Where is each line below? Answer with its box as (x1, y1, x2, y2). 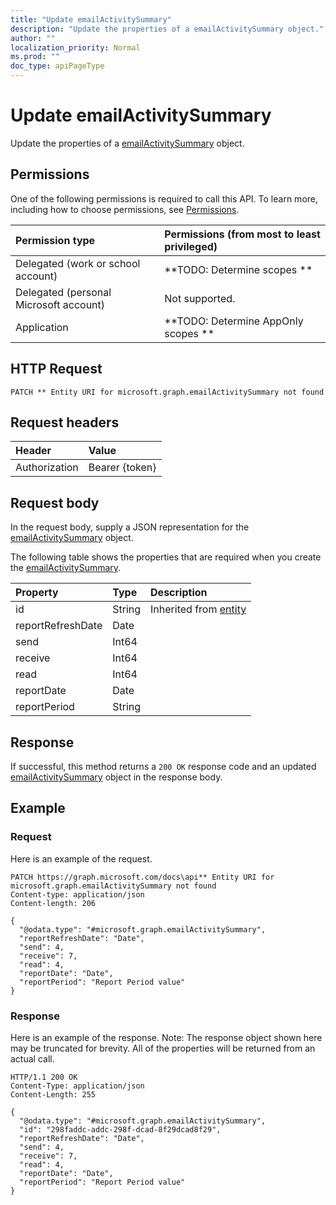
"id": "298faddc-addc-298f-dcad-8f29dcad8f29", (19, 1124, 222, 1135)
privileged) (164, 239, 218, 253)
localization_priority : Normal (10, 42, 141, 53)
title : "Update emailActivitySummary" (10, 14, 172, 25)
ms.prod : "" (10, 52, 60, 62)
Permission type (15, 233, 96, 247)
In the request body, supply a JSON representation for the (10, 521, 250, 533)
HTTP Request (10, 361, 103, 378)
